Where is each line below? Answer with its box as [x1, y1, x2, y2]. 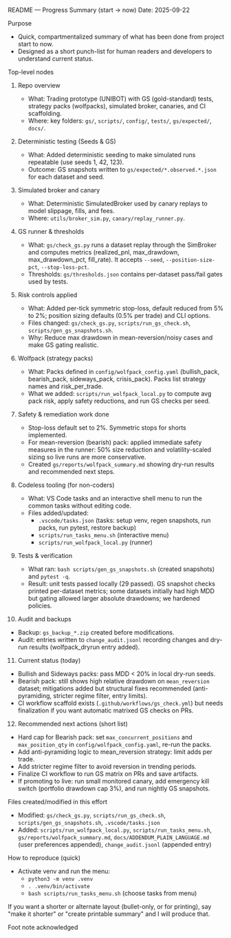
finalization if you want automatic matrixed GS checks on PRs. [17, 706, 194, 715]
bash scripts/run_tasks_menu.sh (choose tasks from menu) [27, 889, 197, 897]
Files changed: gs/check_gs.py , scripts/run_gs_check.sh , [27, 319, 191, 327]
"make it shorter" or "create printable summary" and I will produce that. [8, 910, 210, 918]
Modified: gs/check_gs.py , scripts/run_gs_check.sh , [17, 811, 166, 819]
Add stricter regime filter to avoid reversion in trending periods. [17, 762, 197, 770]
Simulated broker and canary [17, 186, 100, 194]
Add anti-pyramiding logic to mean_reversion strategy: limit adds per [17, 748, 212, 756]
